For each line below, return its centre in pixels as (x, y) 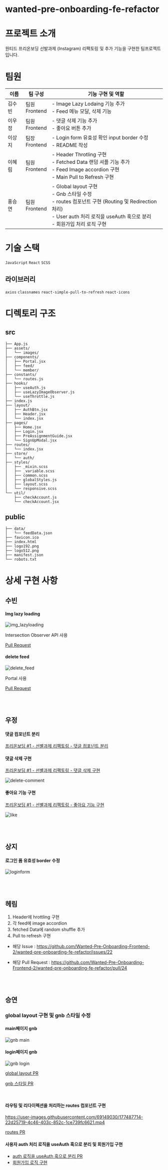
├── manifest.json (24, 555)
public (15, 517)
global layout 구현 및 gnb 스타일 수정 (48, 1016)
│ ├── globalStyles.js (31, 480)
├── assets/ (17, 348)
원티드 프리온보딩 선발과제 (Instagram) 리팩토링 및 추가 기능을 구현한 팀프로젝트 (83, 49)
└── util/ (15, 493)
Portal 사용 (16, 678)
